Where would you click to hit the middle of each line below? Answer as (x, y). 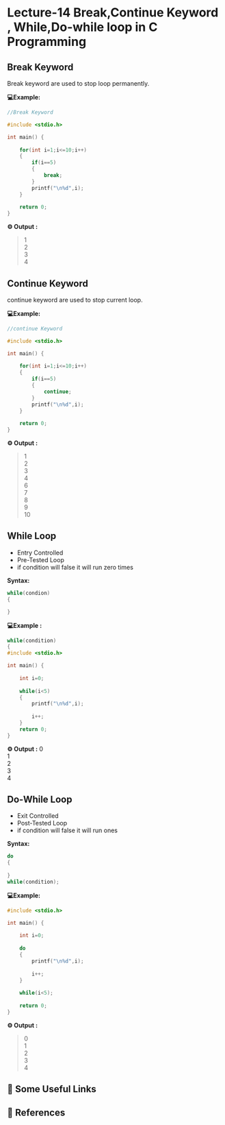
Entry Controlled (40, 553)
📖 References (36, 1112)
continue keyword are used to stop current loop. (75, 300)
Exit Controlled (38, 816)
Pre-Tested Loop (41, 559)
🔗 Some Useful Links (52, 1089)
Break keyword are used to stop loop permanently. (78, 83)
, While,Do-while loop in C (82, 27)
